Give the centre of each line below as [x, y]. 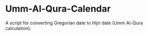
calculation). [18, 28]
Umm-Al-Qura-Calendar [58, 9]
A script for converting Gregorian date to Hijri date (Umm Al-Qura [74, 23]
